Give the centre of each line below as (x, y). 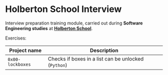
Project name (25, 50)
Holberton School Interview (63, 9)
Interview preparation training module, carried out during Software (74, 23)
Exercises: (16, 38)
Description (104, 50)
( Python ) (57, 65)
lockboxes (19, 64)
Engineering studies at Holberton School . (49, 28)
